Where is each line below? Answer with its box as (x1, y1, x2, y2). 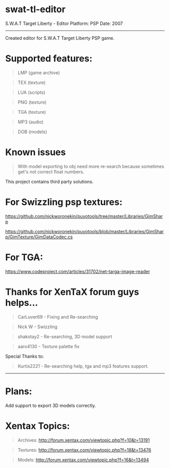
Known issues (5, 146, 66, 158)
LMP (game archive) (17, 70, 60, 76)
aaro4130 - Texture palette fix (17, 343, 80, 349)
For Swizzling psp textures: (5, 197, 123, 208)
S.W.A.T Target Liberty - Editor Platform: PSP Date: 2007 (5, 20, 123, 26)
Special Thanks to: (5, 353, 44, 359)
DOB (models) (17, 129, 48, 135)
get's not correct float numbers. (17, 169, 84, 175)
